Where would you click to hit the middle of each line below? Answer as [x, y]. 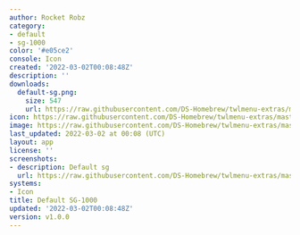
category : [28, 26]
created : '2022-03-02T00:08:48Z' [71, 68]
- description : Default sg [59, 167]
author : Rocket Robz [48, 17]
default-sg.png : [47, 92]
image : [21, 126]
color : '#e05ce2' [42, 51]
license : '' [31, 150]
